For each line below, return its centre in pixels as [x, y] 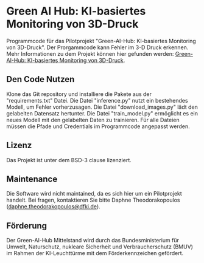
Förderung [27, 226]
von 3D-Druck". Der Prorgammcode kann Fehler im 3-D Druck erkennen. [97, 47]
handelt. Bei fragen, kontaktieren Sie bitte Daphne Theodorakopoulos [93, 200]
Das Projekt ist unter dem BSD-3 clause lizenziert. [69, 160]
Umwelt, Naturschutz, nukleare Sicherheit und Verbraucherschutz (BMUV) [100, 247]
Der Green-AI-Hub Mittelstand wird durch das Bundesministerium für [93, 241]
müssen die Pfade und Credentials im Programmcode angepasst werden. [98, 126]
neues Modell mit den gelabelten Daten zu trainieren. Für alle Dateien [93, 120]
